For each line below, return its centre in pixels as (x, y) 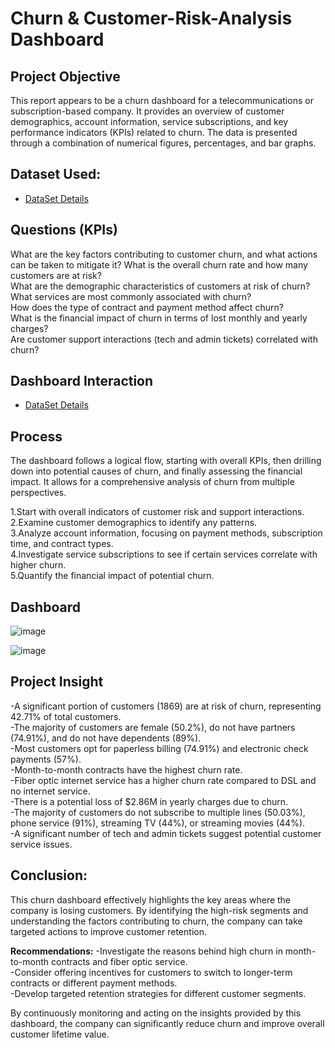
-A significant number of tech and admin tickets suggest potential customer (166, 833)
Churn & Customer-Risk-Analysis (151, 18)
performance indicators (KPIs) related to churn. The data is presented (154, 132)
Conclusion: (49, 875)
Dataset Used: (56, 174)
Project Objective (65, 76)
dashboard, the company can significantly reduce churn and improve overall (167, 1023)
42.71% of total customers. (66, 716)
